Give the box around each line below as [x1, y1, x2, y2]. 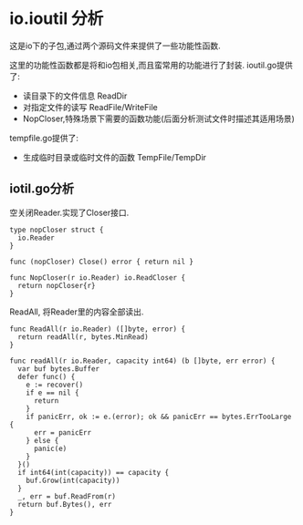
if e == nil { [26, 388, 79, 397]
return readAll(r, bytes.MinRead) [17, 332, 149, 342]
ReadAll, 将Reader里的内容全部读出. [9, 306, 144, 317]
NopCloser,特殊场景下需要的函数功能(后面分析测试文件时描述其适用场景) [22, 113, 295, 124]
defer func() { [17, 372, 76, 381]
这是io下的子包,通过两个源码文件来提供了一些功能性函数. [9, 40, 221, 51]
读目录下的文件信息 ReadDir [22, 90, 128, 101]
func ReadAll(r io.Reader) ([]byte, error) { [9, 324, 185, 334]
